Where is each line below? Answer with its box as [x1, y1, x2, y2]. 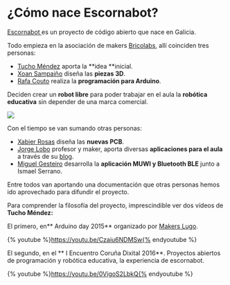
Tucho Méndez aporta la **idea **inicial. [17, 62, 133, 70]
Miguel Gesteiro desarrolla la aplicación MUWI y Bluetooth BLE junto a [17, 159, 220, 168]
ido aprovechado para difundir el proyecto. [7, 187, 130, 196]
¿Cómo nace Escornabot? [7, 5, 159, 21]
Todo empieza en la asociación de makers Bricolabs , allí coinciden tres [7, 41, 209, 49]
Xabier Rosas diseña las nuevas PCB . [17, 137, 125, 146]
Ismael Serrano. [17, 166, 63, 175]
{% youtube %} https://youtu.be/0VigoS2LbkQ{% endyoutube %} [7, 269, 194, 278]
